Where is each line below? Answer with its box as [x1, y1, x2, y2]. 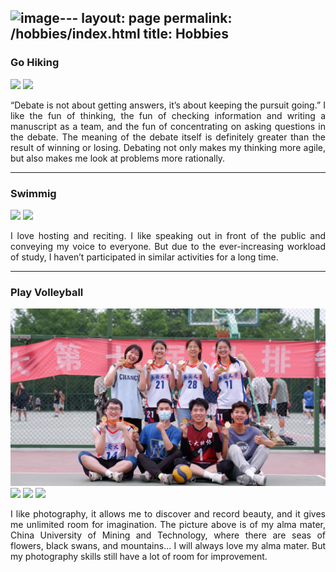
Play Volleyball [10, 285, 84, 299]
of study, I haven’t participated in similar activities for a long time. [10, 251, 279, 263]
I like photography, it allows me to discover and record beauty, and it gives [10, 507, 326, 520]
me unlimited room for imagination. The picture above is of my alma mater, [10, 518, 326, 530]
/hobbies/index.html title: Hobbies [10, 26, 229, 43]
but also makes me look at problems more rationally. [10, 152, 226, 164]
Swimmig [10, 186, 57, 200]
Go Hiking [10, 56, 60, 70]
